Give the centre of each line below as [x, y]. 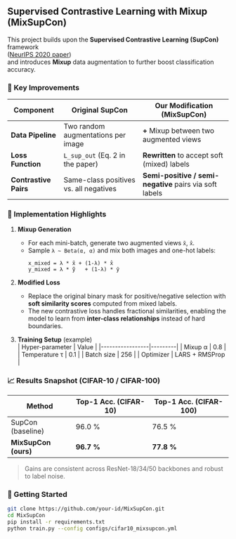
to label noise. [45, 476]
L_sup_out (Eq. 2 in [94, 155]
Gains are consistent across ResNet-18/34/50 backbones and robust [124, 468]
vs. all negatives [90, 189]
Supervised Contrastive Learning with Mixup [107, 12]
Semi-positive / [170, 176]
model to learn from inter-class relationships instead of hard [117, 318]
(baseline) [27, 431]
